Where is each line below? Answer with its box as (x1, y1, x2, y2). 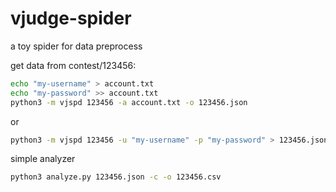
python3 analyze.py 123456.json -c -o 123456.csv (10, 172, 222, 182)
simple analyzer (10, 153, 76, 165)
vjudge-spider (10, 7, 132, 30)
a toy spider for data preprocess (10, 40, 143, 52)
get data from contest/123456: (10, 59, 137, 71)
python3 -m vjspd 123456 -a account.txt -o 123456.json (10, 97, 248, 107)
